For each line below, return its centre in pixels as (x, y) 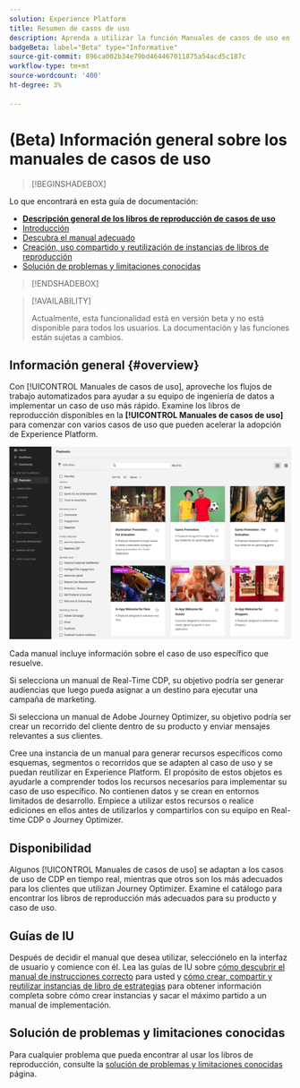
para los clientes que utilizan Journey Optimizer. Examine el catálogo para (146, 889)
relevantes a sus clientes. (56, 736)
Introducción (46, 227)
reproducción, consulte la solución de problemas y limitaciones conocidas (146, 1064)
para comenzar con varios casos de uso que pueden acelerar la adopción (146, 424)
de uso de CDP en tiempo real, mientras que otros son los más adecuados (146, 879)
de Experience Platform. (54, 434)
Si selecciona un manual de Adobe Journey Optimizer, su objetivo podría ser (150, 717)
